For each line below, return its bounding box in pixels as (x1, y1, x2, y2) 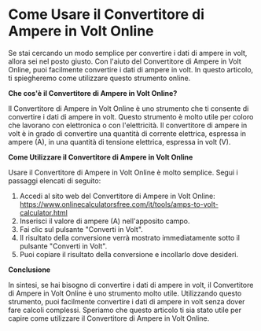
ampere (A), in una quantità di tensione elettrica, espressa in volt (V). (8, 137, 231, 146)
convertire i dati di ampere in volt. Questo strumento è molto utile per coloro (8, 112, 254, 121)
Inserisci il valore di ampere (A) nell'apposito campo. (19, 216, 190, 226)
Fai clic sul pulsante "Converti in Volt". (19, 224, 143, 234)
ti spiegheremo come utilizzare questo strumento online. (8, 73, 191, 83)
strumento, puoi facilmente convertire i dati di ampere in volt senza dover (8, 296, 245, 306)
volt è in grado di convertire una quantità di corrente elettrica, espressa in (8, 128, 246, 138)
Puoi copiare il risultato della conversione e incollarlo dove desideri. (19, 249, 238, 259)
